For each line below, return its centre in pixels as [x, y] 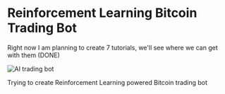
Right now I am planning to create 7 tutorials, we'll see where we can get [112, 47]
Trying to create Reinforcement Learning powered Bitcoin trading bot [108, 82]
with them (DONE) [34, 55]
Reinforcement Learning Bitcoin [102, 13]
